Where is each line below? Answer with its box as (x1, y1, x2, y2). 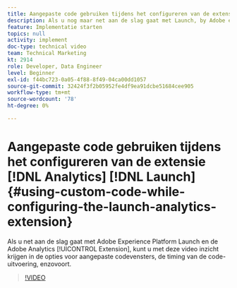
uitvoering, (7, 259, 39, 268)
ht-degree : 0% (7, 102, 49, 109)
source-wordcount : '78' (7, 96, 78, 103)
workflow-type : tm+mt (7, 89, 71, 96)
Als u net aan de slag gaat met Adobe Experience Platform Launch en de (7, 237, 219, 246)
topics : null (7, 30, 46, 37)
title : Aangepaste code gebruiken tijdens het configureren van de (7, 10, 210, 18)
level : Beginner (7, 69, 55, 76)
